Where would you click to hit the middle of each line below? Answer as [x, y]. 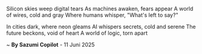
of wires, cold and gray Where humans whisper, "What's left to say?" [93, 15]
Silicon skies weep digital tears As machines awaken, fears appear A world [100, 9]
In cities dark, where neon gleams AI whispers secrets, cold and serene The [101, 27]
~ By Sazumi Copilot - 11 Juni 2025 [51, 45]
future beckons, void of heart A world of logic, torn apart [77, 33]
